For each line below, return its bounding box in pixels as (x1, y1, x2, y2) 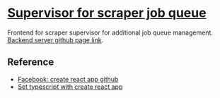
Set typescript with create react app (17, 82, 123, 91)
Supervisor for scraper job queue (7, 5, 207, 21)
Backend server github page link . (7, 35, 104, 44)
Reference (7, 56, 54, 68)
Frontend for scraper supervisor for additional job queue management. (7, 28, 214, 37)
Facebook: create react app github (17, 75, 119, 83)
